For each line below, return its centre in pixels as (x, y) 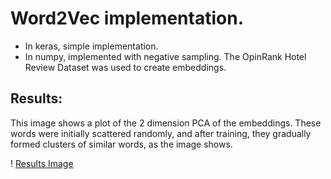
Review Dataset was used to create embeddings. (125, 67)
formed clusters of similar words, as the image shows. (121, 144)
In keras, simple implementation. (91, 46)
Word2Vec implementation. (127, 18)
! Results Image (42, 163)
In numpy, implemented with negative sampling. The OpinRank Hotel (165, 56)
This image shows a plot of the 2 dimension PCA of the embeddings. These (166, 123)
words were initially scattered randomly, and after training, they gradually (161, 133)
